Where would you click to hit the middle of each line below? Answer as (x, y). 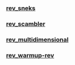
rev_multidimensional (37, 39)
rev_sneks (21, 8)
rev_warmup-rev (30, 55)
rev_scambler (26, 23)
